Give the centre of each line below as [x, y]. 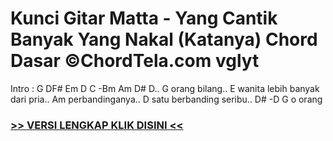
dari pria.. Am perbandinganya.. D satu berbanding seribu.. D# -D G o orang [166, 99]
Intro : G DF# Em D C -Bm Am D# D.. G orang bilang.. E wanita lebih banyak [165, 88]
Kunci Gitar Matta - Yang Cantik [144, 18]
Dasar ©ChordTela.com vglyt [135, 61]
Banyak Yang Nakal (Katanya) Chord [164, 39]
